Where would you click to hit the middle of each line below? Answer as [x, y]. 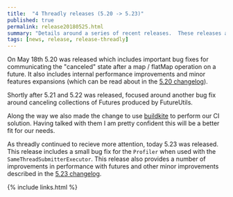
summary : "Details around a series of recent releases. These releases [114, 33]
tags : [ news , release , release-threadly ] [68, 40]
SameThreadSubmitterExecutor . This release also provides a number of [106, 159]
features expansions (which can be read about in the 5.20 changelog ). [107, 81]
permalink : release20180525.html [55, 26]
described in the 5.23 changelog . [54, 174]
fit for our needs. [31, 131]
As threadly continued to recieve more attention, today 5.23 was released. [113, 144]
